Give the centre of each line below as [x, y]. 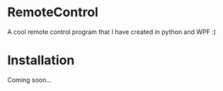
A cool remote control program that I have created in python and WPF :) [112, 32]
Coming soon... [29, 80]
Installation [41, 60]
